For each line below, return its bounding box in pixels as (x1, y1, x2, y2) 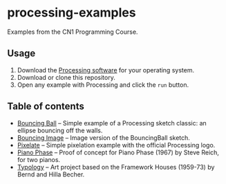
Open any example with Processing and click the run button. (17, 81, 189, 89)
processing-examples (7, 5, 136, 21)
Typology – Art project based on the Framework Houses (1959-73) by (17, 163, 215, 171)
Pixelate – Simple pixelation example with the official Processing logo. (17, 141, 216, 149)
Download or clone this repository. (17, 73, 115, 81)
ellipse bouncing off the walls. (17, 126, 103, 134)
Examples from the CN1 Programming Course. (7, 28, 138, 36)
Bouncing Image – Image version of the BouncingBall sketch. (17, 133, 190, 142)
